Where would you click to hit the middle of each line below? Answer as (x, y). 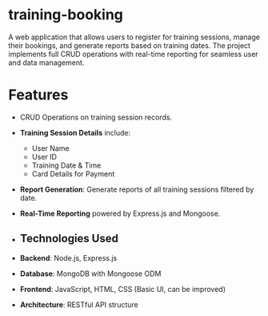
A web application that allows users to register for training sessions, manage (134, 37)
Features (38, 95)
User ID (44, 156)
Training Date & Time (66, 165)
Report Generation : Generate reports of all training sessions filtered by (137, 189)
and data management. (46, 63)
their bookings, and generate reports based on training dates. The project (129, 45)
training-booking (66, 15)
